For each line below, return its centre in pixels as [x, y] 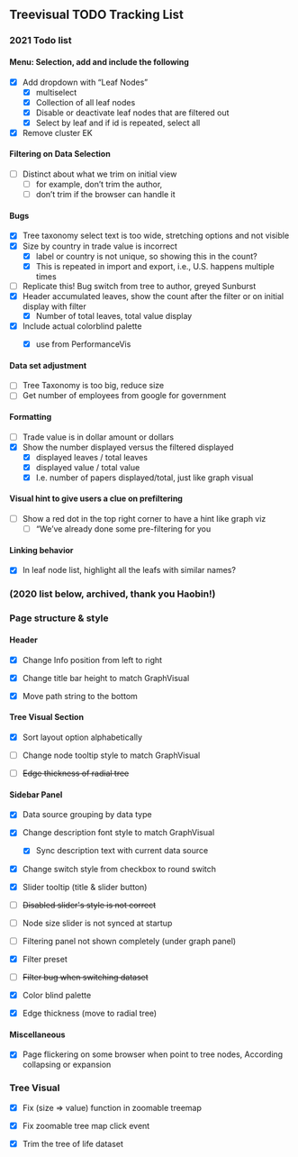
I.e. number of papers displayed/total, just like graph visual [144, 478]
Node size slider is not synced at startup [97, 923]
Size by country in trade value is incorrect [100, 246]
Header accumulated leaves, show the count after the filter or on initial [153, 296]
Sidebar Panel [36, 794]
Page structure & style [59, 618]
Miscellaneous [37, 1034]
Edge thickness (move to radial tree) [90, 1013]
